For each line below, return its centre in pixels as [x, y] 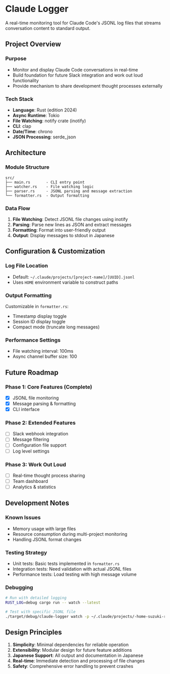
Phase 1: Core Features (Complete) [49, 387]
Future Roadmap [32, 372]
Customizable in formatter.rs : [37, 306]
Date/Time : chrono [33, 131]
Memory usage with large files [44, 529]
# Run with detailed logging [36, 598]
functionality [26, 80]
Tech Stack [19, 99]
